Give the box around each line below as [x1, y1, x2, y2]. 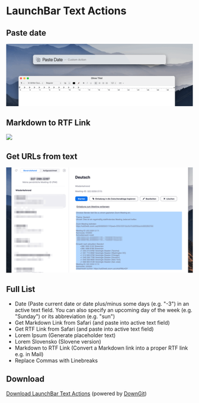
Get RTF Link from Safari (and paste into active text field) [14, 325, 154, 332]
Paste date [6, 28, 46, 38]
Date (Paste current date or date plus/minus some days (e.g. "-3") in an [14, 300, 190, 307]
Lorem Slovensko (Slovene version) [14, 338, 102, 345]
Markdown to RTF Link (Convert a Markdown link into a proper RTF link [14, 344, 188, 351]
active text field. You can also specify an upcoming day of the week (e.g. [14, 306, 192, 313]
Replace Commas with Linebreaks [14, 357, 98, 364]
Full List [6, 284, 36, 294]
